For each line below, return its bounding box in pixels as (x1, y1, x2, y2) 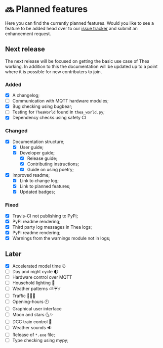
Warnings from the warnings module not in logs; (12, 235, 111, 241)
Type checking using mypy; (12, 338, 69, 344)
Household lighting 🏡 (12, 280, 55, 286)
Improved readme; (12, 172, 50, 178)
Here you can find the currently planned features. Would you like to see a (5, 20, 154, 26)
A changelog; (12, 93, 40, 99)
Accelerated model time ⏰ (12, 263, 66, 269)
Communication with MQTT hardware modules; (12, 98, 109, 104)
